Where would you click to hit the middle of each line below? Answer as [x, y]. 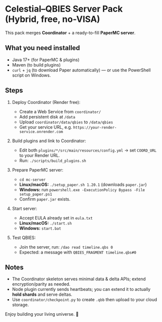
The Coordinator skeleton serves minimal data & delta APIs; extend [79, 279]
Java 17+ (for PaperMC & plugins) [46, 60]
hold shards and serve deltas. [42, 294]
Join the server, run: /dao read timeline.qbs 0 [66, 247]
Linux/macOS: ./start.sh [45, 223]
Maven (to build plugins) [36, 65]
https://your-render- [95, 127]
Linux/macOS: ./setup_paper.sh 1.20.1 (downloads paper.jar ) [83, 184]
